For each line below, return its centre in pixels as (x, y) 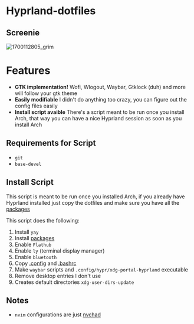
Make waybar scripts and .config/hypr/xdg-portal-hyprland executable (101, 269)
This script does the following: (43, 220)
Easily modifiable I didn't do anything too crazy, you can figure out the (101, 99)
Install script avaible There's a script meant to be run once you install (99, 112)
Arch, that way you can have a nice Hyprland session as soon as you (98, 118)
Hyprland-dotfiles (51, 11)
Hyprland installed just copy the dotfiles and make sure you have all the (93, 202)
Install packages (34, 238)
